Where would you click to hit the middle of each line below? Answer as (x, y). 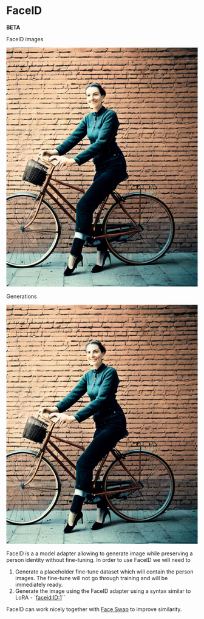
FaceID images (25, 39)
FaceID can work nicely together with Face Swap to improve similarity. (94, 609)
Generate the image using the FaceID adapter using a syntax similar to (103, 591)
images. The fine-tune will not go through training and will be (91, 578)
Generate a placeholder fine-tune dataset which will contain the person (104, 572)
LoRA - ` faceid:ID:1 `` (40, 597)
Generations (22, 296)
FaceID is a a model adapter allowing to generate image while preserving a (100, 553)
